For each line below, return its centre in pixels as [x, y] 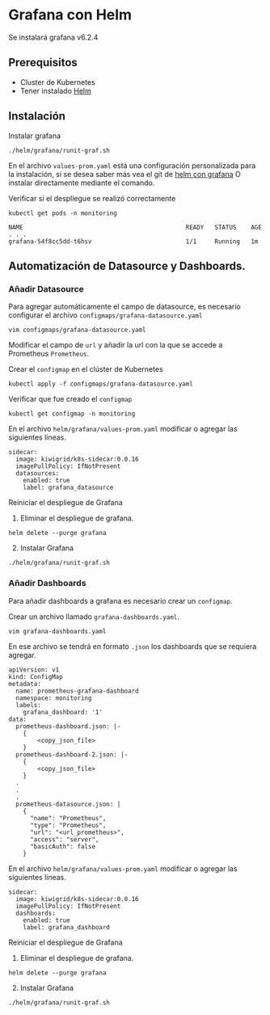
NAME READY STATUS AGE [135, 227]
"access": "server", [64, 839]
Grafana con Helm [70, 15]
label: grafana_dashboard [67, 927]
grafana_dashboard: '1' [63, 712]
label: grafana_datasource [68, 488]
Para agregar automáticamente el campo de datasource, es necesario [124, 307]
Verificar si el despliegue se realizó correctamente [92, 198]
